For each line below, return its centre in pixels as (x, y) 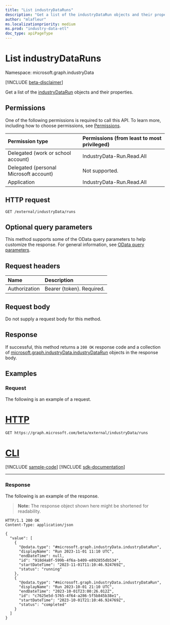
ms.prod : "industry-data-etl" (37, 29)
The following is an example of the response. (52, 496)
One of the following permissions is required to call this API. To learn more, (83, 120)
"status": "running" (40, 569)
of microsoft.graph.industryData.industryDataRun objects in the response (82, 352)
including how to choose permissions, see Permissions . (63, 126)
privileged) (96, 144)
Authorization (24, 289)
